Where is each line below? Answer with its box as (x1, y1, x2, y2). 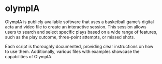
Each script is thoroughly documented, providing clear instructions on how (5, 43, 154, 49)
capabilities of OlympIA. (5, 53, 53, 59)
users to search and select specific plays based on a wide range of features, (5, 29, 158, 35)
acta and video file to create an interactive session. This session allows (5, 24, 147, 29)
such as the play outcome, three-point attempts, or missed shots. (5, 34, 135, 40)
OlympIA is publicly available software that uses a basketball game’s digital (5, 19, 154, 25)
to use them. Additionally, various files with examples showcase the (5, 49, 140, 54)
